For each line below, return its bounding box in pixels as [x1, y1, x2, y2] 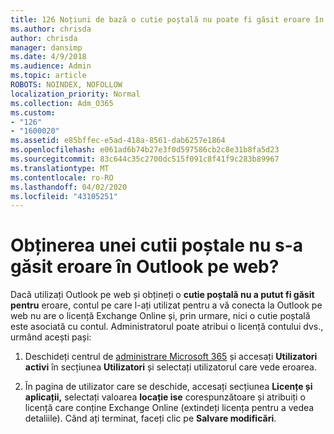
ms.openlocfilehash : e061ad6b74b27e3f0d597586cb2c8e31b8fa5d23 [10, 145, 280, 155]
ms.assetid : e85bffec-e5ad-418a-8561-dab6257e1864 [10, 136, 226, 146]
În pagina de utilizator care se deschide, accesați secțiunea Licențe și [24, 381, 313, 393]
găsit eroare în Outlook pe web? [10, 256, 280, 278]
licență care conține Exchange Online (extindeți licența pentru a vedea [24, 402, 315, 414]
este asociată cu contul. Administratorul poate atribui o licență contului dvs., [10, 321, 324, 333]
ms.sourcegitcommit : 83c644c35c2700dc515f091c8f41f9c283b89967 [10, 154, 280, 164]
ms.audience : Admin [10, 61, 92, 71]
